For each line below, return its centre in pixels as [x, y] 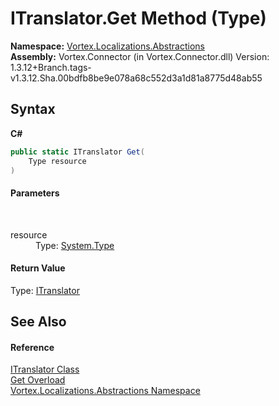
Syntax [33, 109]
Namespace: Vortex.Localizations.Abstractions [107, 46]
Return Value [38, 268]
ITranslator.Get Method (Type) [138, 18]
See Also [38, 322]
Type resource [57, 161]
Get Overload [38, 380]
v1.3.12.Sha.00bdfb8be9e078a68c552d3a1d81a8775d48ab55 [136, 78]
